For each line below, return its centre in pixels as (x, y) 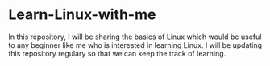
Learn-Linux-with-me (82, 15)
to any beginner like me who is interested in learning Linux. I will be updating (135, 45)
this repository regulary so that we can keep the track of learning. (117, 53)
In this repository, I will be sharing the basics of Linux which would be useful (135, 37)
